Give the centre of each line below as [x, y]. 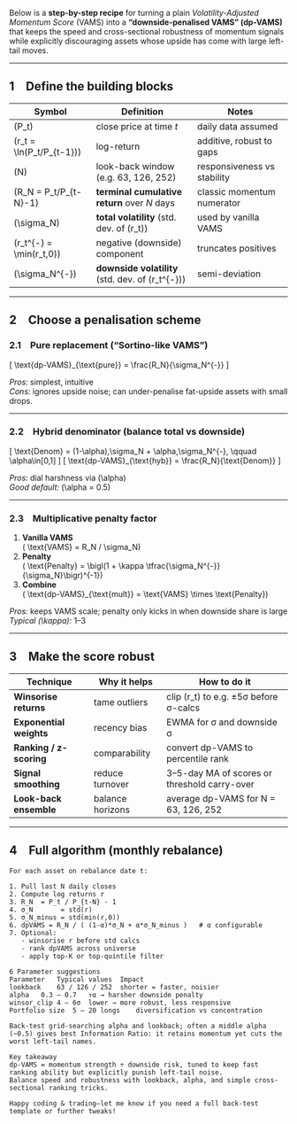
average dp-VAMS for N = [221, 798]
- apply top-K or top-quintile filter [92, 956]
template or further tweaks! [63, 1111]
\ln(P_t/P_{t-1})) [48, 151]
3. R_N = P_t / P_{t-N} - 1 [63, 902]
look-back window [135, 166]
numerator [219, 203]
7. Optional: [33, 933]
